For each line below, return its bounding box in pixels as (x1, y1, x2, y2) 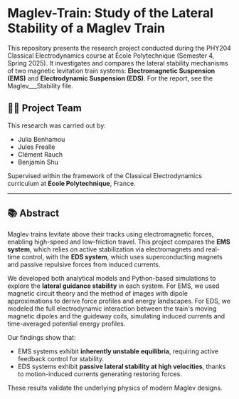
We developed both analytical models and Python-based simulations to (7, 274, 216, 282)
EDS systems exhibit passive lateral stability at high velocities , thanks (17, 362, 226, 370)
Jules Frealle (17, 142, 55, 151)
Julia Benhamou (17, 135, 65, 143)
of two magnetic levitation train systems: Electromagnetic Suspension (7, 66, 216, 75)
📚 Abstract (7, 207, 59, 219)
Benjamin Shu (17, 157, 59, 166)
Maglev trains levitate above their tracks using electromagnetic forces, (7, 229, 214, 238)
